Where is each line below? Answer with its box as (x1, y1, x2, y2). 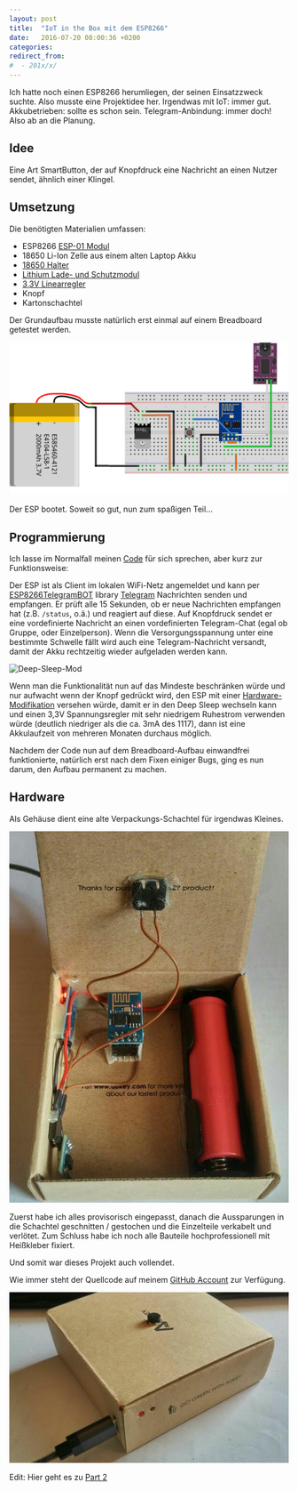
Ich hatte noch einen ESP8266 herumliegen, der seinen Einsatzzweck (9, 87, 263, 97)
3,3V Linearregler (21, 278, 86, 289)
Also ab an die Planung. (9, 116, 96, 125)
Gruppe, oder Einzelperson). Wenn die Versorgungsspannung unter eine (9, 627, 273, 638)
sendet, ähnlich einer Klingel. (9, 173, 115, 184)
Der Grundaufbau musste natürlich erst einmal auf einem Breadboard (9, 314, 263, 325)
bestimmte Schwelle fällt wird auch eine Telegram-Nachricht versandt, (9, 637, 267, 648)
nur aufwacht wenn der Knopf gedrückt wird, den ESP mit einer (9, 690, 241, 701)
